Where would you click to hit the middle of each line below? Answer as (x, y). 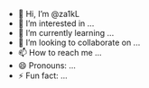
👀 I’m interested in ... (56, 23)
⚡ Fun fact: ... (42, 75)
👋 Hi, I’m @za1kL (48, 14)
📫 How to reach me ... (60, 53)
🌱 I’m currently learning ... (66, 33)
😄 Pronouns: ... (47, 66)
